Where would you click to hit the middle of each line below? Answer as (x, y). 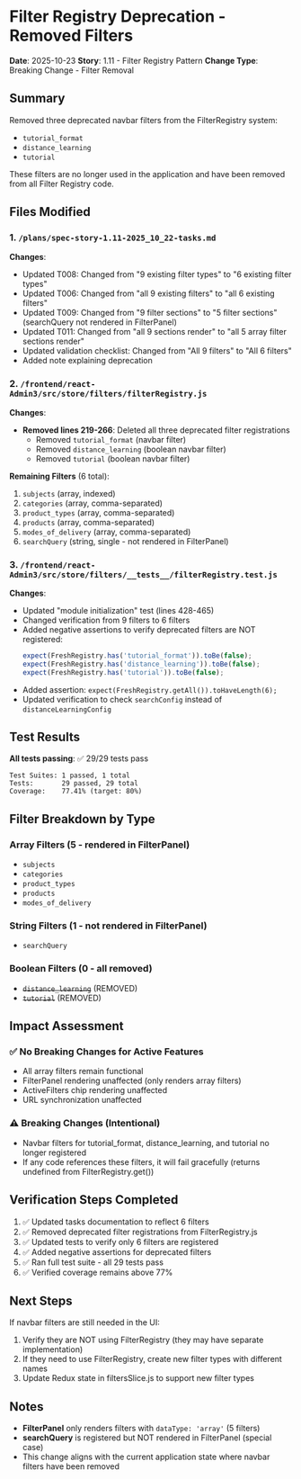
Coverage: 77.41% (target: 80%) (76, 792)
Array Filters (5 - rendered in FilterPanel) (100, 845)
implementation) (53, 1349)
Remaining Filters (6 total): (59, 476)
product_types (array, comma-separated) (98, 512)
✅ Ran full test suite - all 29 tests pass (93, 1262)
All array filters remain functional (83, 1071)
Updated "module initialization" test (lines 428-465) (118, 611)
